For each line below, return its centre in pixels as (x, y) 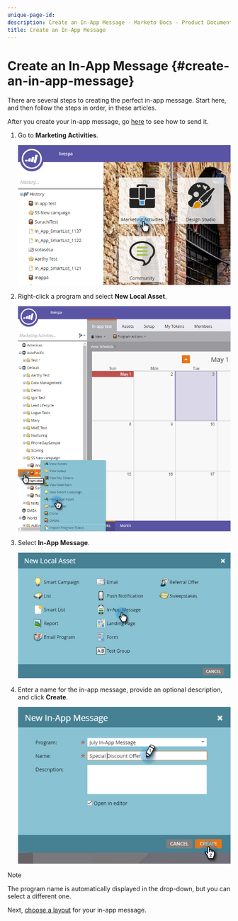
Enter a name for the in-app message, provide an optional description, (120, 690)
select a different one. (39, 896)
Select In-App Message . (53, 543)
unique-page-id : (31, 15)
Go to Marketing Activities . (58, 135)
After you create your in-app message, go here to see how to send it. (108, 122)
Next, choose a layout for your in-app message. (77, 910)
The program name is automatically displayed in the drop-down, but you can (119, 888)
